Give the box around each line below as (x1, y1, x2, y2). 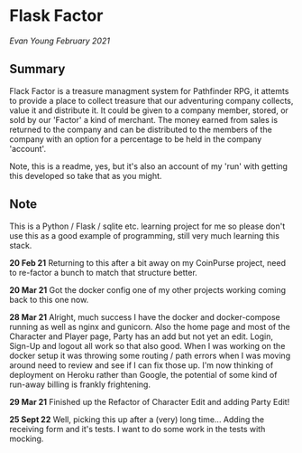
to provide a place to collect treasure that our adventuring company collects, (9, 95, 294, 106)
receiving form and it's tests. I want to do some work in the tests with (9, 423, 266, 434)
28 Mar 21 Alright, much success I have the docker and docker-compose (9, 311, 281, 322)
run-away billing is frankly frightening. (9, 379, 151, 390)
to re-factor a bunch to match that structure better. (9, 267, 198, 278)
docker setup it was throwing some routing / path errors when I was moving (9, 350, 291, 361)
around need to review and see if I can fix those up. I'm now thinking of (9, 359, 274, 371)
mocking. (9, 433, 44, 444)
